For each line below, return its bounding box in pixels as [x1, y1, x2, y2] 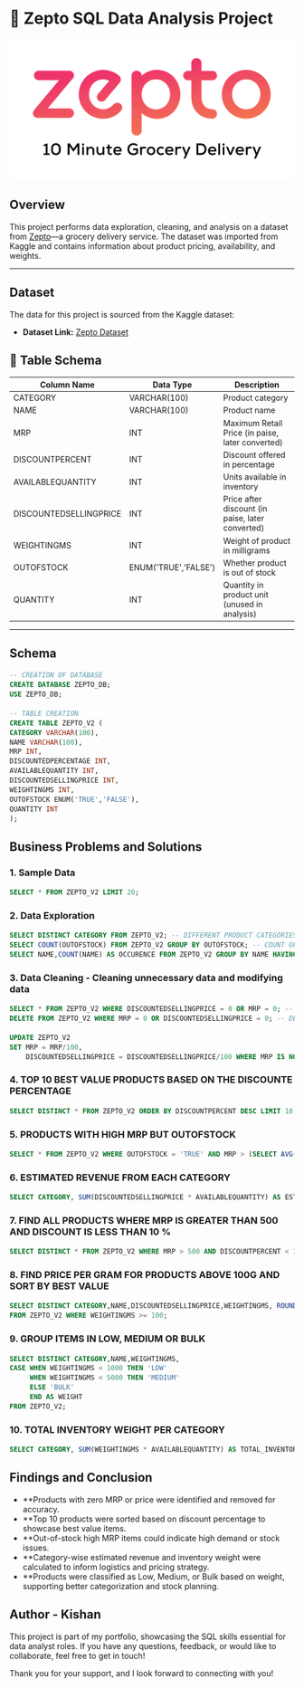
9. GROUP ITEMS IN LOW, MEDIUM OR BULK [9, 1332, 206, 1345]
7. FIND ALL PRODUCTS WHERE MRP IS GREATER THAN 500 [9, 1214, 279, 1226]
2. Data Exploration [9, 909, 95, 921]
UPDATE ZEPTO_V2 [9, 1033, 71, 1042]
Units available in [223, 472, 287, 482]
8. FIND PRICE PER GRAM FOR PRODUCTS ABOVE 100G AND [9, 1269, 280, 1282]
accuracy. [22, 1503, 61, 1514]
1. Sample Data [9, 866, 76, 879]
